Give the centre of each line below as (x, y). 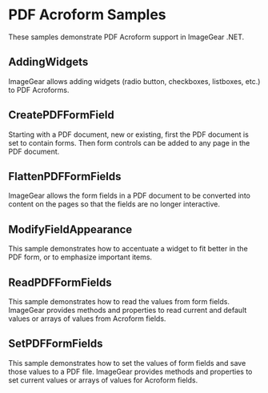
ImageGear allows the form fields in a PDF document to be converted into (129, 196)
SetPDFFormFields (56, 344)
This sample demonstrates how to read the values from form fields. (119, 301)
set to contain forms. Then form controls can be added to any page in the (129, 142)
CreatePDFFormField (61, 115)
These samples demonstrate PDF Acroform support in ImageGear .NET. (126, 37)
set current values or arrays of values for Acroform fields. (103, 380)
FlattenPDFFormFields (65, 176)
